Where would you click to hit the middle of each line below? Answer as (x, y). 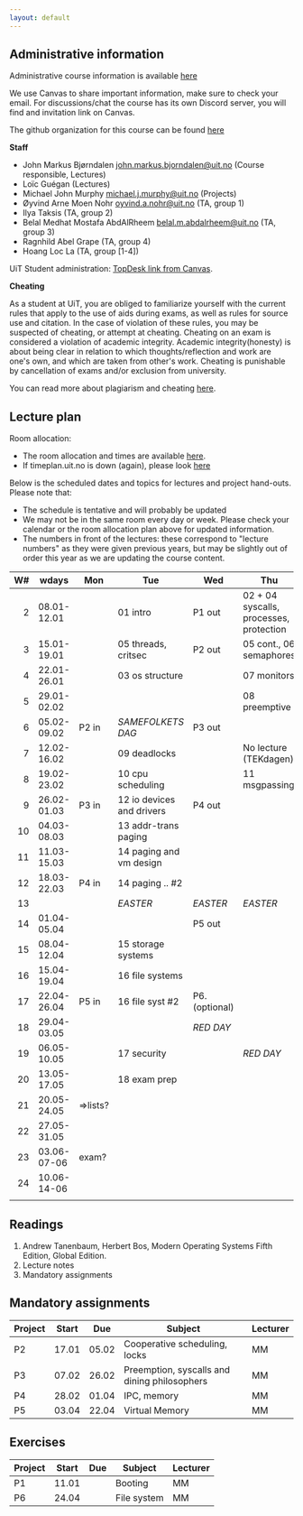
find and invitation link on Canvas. (72, 113)
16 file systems (150, 975)
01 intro (134, 613)
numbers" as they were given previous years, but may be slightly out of (155, 549)
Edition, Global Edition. (64, 1256)
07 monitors (269, 676)
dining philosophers (166, 1381)
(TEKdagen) (269, 759)
